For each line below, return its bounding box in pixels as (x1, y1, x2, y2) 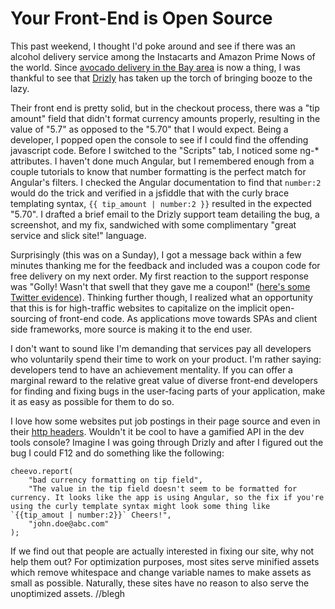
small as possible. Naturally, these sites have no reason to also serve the (10, 577, 310, 589)
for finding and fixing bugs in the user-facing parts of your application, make (10, 385, 326, 397)
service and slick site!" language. (10, 229, 147, 241)
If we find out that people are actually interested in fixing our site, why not (10, 545, 315, 557)
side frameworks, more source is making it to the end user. (10, 323, 253, 335)
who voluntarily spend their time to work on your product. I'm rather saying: (10, 353, 322, 365)
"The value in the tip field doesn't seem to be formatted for (28, 483, 298, 494)
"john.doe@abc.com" (28, 518, 110, 529)
